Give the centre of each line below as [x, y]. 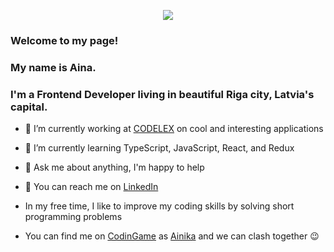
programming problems [73, 217]
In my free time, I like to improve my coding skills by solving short [159, 206]
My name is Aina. [53, 67]
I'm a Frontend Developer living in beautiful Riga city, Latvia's [162, 94]
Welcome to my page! [64, 40]
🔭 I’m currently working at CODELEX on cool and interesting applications [174, 129]
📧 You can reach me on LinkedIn [91, 187]
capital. [29, 107]
